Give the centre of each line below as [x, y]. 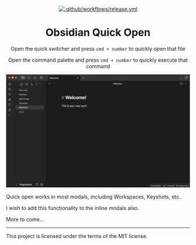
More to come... [25, 219]
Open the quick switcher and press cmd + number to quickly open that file [98, 48]
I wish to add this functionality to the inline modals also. [73, 208]
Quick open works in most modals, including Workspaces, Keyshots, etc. [93, 197]
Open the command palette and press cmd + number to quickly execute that [98, 60]
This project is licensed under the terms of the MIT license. [77, 236]
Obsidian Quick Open [98, 33]
